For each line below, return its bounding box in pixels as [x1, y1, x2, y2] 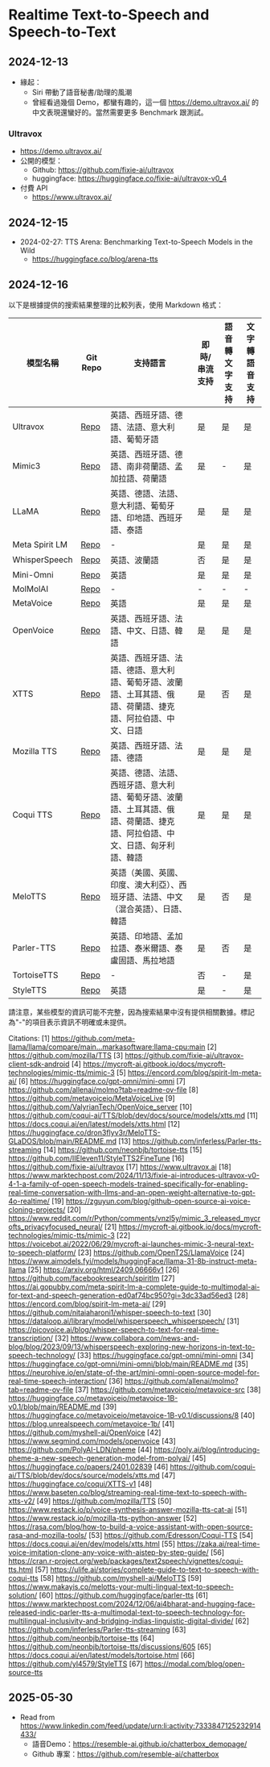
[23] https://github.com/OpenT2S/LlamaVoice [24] [77, 1248, 245, 1257]
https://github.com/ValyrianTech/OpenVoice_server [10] [8, 1102, 193, 1111]
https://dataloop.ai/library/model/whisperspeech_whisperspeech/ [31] [8, 1316, 239, 1326]
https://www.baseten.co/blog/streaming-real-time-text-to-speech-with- [8, 1487, 247, 1497]
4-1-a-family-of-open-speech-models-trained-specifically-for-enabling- [8, 1179, 249, 1189]
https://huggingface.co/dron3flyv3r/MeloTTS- [8, 1127, 161, 1137]
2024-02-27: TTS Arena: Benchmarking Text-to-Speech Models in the [19, 237, 253, 247]
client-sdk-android [8, 1059, 70, 1069]
